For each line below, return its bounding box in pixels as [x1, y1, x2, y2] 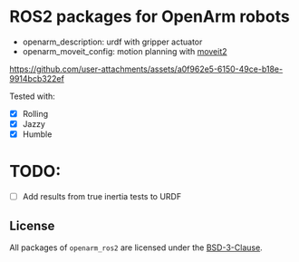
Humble [22, 129, 53, 140]
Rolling [22, 108, 49, 119]
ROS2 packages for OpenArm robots [9, 6, 290, 27]
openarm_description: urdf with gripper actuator [22, 36, 203, 47]
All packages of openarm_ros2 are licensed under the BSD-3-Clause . [9, 242, 263, 253]
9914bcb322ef [9, 73, 65, 83]
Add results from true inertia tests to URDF [22, 191, 182, 202]
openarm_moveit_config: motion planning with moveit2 [22, 45, 228, 56]
